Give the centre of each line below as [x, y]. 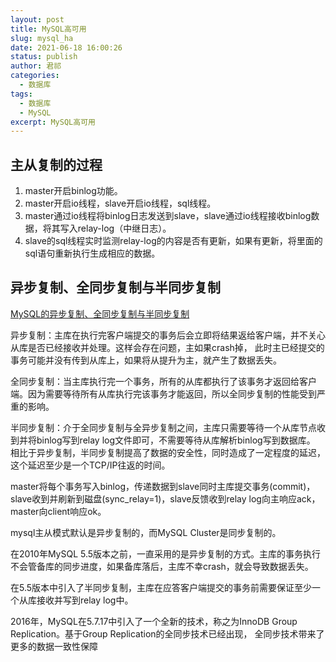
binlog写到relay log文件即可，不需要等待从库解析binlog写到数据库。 [176, 440]
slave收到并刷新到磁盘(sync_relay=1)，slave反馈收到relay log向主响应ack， [165, 498]
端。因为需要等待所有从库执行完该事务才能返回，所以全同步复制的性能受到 [163, 393]
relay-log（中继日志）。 [124, 228]
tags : [21, 94]
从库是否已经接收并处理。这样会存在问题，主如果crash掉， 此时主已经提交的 [167, 347]
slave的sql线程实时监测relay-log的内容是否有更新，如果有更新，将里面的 [173, 241]
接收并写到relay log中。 [85, 600]
